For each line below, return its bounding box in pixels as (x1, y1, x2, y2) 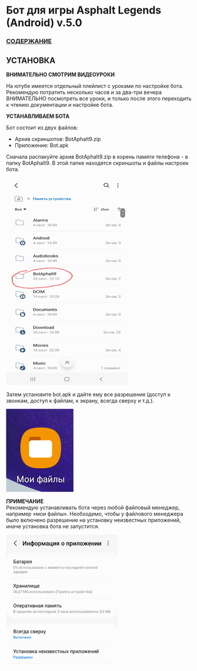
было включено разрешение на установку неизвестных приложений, (6, 517, 181, 524)
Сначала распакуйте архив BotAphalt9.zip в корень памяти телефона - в (6, 153, 188, 160)
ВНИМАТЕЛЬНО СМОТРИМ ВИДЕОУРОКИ (6, 71, 115, 78)
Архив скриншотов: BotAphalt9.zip (14, 135, 101, 142)
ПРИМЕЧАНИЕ (6, 498, 44, 505)
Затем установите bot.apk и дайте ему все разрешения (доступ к (6, 390, 171, 398)
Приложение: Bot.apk (14, 142, 69, 149)
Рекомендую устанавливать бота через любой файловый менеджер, (6, 504, 181, 511)
